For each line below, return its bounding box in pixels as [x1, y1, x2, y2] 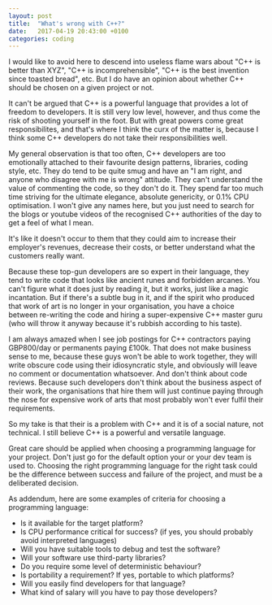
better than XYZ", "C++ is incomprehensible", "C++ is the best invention [8, 66, 249, 76]
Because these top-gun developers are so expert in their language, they [8, 267, 249, 276]
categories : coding [8, 34, 75, 43]
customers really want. [8, 251, 85, 261]
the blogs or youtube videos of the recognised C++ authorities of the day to [8, 209, 262, 220]
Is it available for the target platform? [19, 518, 144, 529]
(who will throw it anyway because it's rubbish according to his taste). [8, 319, 242, 329]
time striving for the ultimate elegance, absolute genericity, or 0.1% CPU [8, 192, 249, 202]
